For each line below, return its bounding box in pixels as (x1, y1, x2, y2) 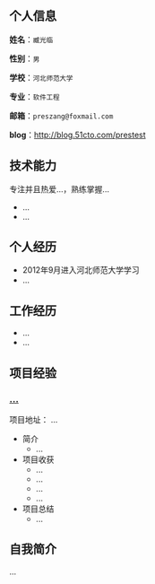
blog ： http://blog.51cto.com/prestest (9, 129, 146, 140)
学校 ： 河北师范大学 (9, 72, 73, 83)
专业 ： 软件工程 (9, 91, 60, 101)
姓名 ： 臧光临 (9, 34, 54, 45)
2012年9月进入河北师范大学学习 (22, 265, 141, 275)
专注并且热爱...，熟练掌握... (9, 183, 110, 195)
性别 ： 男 (9, 53, 40, 64)
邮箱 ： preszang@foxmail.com (9, 110, 114, 121)
